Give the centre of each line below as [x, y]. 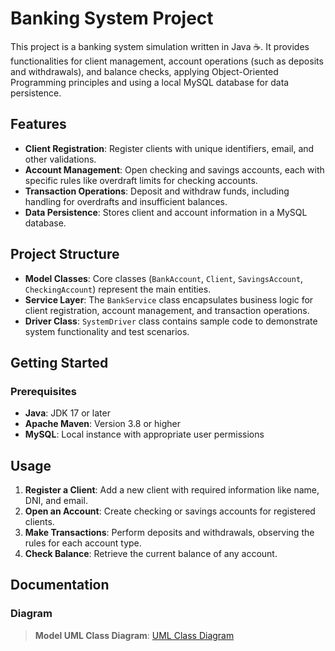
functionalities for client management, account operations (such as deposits [167, 61]
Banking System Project [112, 18]
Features [38, 124]
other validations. [60, 159]
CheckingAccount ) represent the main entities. [118, 289]
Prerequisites [43, 391]
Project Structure [65, 254]
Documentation [60, 585]
